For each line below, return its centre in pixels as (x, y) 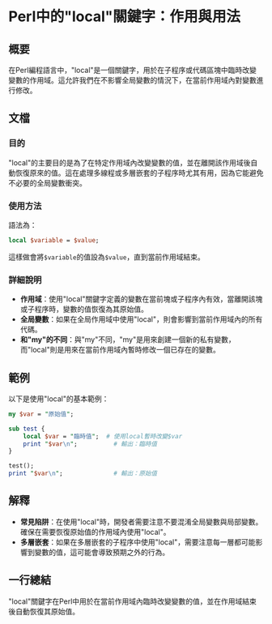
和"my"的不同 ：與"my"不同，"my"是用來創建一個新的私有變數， (128, 340)
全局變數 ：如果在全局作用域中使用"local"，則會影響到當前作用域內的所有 (141, 319)
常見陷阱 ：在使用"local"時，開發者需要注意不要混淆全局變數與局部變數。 (141, 521)
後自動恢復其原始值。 (44, 611)
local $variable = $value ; (54, 240)
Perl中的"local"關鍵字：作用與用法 (125, 17)
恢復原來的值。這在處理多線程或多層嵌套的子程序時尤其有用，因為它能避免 (139, 173)
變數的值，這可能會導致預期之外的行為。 (102, 552)
